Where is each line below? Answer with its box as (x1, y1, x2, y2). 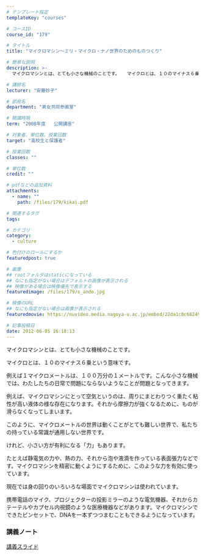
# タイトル (6, 42, 31, 49)
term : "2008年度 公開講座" (6, 121, 75, 127)
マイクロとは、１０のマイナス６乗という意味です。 (6, 359, 134, 366)
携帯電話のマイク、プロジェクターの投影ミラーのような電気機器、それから (6, 495, 193, 503)
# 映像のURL (6, 300, 34, 306)
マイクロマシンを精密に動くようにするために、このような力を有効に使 (16, 462, 193, 469)
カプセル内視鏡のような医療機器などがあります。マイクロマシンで (32, 503, 198, 511)
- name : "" (12, 193, 40, 200)
